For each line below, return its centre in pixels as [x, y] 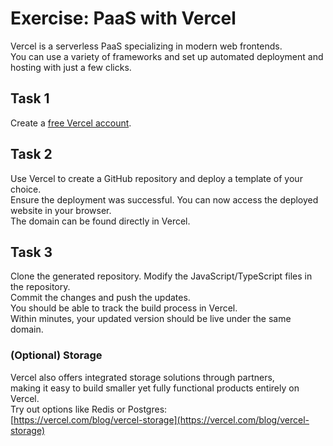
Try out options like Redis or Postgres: [89, 409]
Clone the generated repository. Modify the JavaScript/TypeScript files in [161, 276]
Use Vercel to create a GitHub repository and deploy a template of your [156, 178]
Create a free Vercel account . [71, 123]
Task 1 [30, 98]
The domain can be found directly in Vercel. [100, 221]
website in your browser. [61, 210]
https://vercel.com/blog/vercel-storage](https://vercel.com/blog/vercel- [161, 419]
